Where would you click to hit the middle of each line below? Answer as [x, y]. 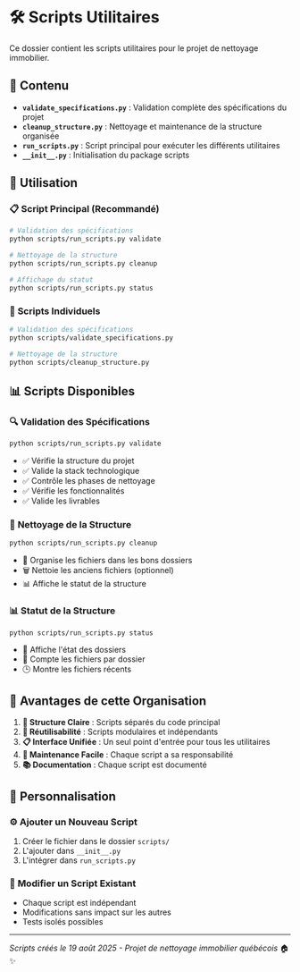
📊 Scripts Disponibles [72, 391]
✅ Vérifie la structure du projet [78, 461]
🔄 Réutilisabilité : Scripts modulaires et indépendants [120, 732]
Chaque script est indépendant [79, 903]
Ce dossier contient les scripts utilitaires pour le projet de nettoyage [134, 48]
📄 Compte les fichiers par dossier [83, 659]
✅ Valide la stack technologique [81, 471]
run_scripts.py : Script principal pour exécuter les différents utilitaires [151, 145]
